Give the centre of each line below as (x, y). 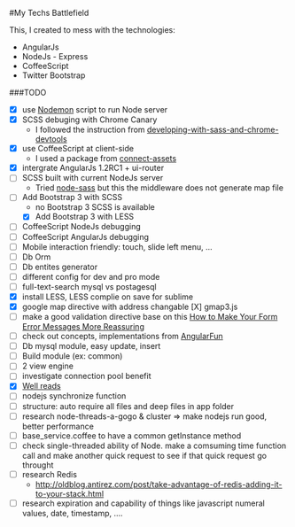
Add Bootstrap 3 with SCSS (72, 198)
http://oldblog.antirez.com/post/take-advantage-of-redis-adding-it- (159, 484)
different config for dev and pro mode (91, 276)
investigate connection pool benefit (87, 376)
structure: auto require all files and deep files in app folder (128, 406)
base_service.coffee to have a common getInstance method (132, 435)
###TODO (28, 93)
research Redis (50, 474)
